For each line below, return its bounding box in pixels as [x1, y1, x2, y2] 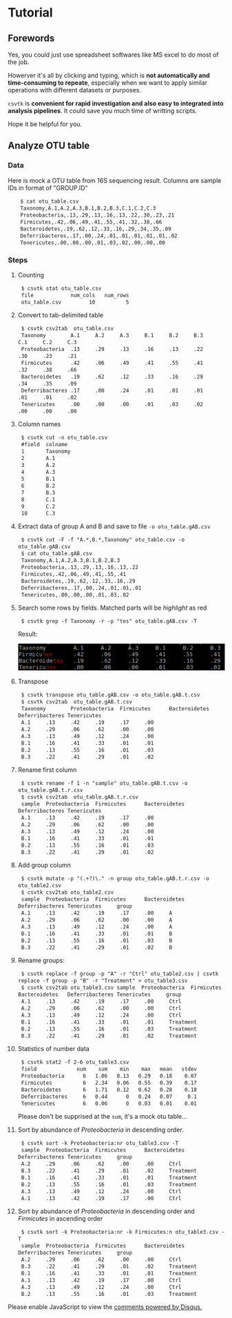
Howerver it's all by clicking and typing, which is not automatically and [8, 71, 211, 79]
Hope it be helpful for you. [8, 120, 82, 128]
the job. [8, 58, 30, 66]
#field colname [21, 441, 68, 448]
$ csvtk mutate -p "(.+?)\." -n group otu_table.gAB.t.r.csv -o [21, 875, 209, 882]
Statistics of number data [17, 1044, 90, 1052]
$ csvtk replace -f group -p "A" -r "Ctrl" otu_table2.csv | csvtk [21, 970, 219, 977]
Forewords [8, 32, 55, 44]
